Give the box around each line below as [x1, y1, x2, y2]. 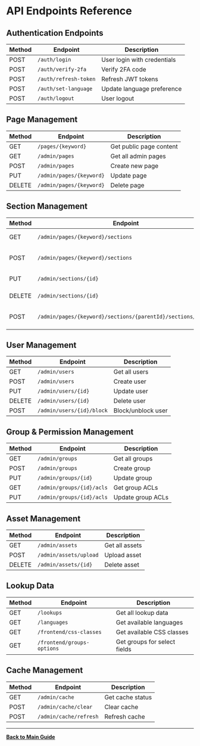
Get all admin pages [110, 152, 167, 160]
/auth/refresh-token [37, 76, 96, 82]
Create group [113, 464, 151, 473]
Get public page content [110, 142, 178, 150]
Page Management [6, 114, 78, 125]
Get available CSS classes [115, 627, 189, 636]
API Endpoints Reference [6, 4, 132, 18]
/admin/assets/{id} [37, 561, 93, 568]
